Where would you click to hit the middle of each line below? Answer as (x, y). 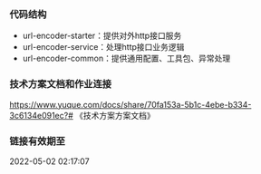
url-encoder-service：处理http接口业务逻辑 (103, 47)
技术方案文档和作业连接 (60, 84)
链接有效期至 (38, 140)
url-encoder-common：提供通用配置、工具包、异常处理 (126, 58)
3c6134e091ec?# (42, 115)
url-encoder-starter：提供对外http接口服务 (102, 36)
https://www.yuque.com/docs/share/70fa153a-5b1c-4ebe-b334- (130, 104)
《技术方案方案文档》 (116, 115)
